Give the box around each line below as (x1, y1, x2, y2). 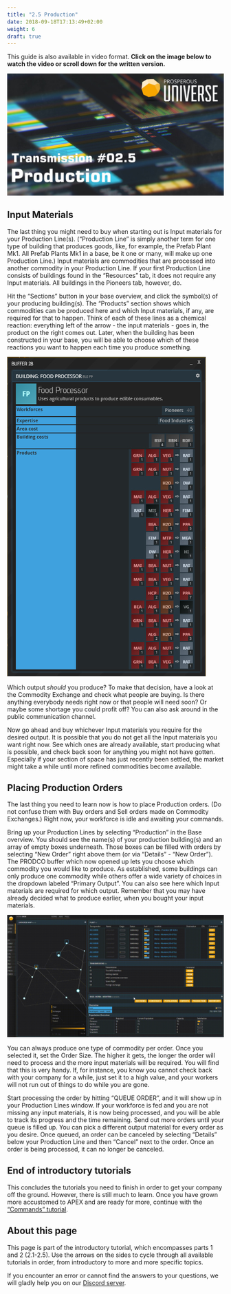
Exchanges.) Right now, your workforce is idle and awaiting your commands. (7, 815, 224, 823)
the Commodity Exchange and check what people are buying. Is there (7, 690, 205, 698)
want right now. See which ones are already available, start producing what (7, 740, 220, 748)
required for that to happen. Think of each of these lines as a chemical (7, 314, 206, 322)
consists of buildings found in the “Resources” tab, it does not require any (7, 271, 217, 279)
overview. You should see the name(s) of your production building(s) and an (7, 836, 223, 844)
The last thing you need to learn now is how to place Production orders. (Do (7, 800, 222, 808)
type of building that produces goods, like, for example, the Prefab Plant (7, 241, 212, 250)
